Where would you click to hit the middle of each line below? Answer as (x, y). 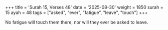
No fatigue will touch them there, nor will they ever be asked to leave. (77, 22)
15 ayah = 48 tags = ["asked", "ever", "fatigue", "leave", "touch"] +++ (76, 12)
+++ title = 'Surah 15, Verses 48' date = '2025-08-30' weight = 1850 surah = (84, 7)
